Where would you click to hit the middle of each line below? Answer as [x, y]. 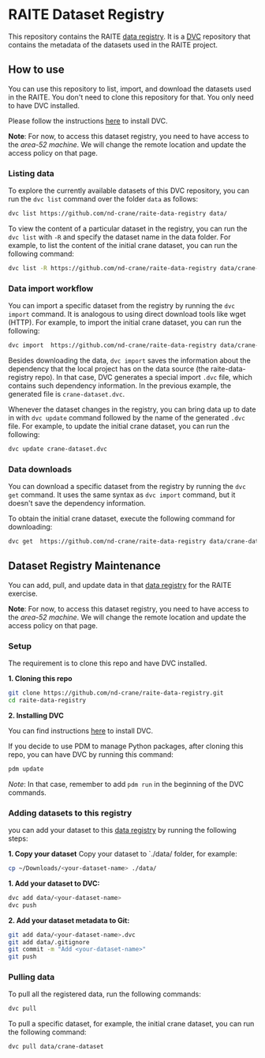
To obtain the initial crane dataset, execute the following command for [121, 518]
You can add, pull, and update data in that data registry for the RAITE [120, 585]
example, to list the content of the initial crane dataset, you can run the [123, 245]
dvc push [22, 905]
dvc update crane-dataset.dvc [58, 449]
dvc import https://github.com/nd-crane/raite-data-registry [112, 345]
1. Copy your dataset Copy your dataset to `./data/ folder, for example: [123, 854]
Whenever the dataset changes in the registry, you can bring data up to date [132, 409]
